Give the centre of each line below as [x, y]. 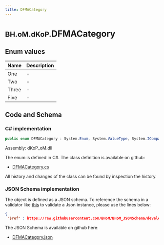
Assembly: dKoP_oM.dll [29, 148]
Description [40, 65]
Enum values [25, 52]
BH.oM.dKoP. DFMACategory [60, 33]
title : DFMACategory [26, 10]
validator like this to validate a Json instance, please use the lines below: [78, 205]
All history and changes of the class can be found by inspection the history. [81, 177]
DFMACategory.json [32, 237]
